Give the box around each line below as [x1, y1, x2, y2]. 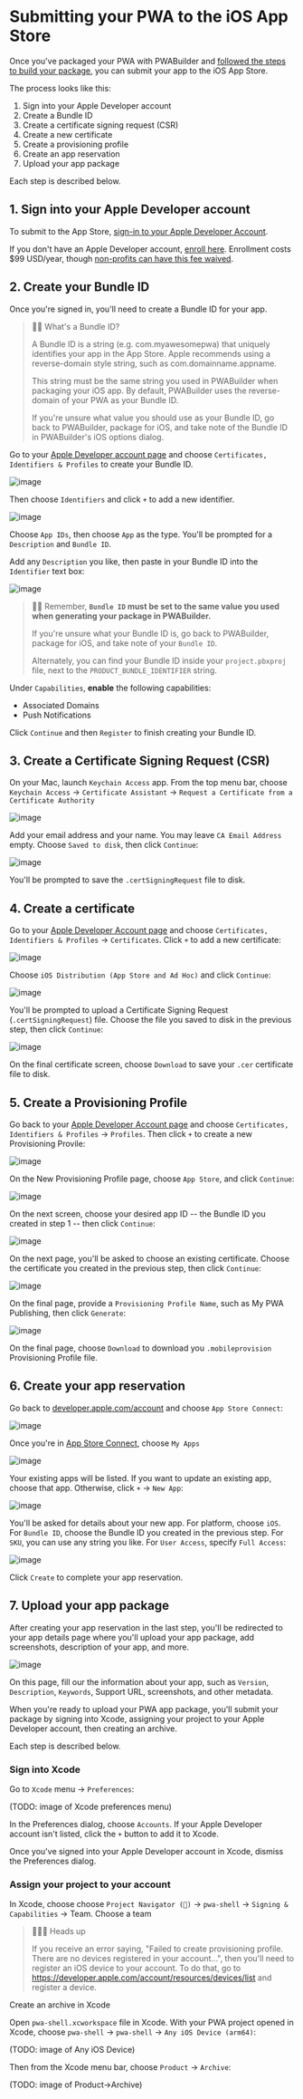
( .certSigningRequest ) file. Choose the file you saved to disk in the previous [9, 1015, 292, 1025]
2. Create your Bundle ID [9, 279, 150, 295]
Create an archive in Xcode [9, 1999, 111, 2010]
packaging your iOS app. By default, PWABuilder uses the [31, 385, 247, 396]
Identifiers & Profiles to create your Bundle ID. [9, 458, 194, 469]
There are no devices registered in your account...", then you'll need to [31, 1953, 295, 1964]
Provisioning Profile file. [9, 1353, 98, 1362]
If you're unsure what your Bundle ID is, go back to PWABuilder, [31, 628, 270, 639]
